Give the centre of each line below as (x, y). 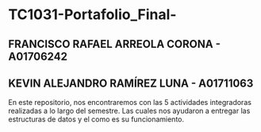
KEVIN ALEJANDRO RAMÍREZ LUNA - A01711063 (131, 83)
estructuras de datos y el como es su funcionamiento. (96, 119)
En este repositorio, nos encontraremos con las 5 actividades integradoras (130, 103)
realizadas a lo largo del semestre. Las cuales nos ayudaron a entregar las (129, 111)
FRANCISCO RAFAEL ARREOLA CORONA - (114, 44)
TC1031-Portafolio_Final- (92, 15)
